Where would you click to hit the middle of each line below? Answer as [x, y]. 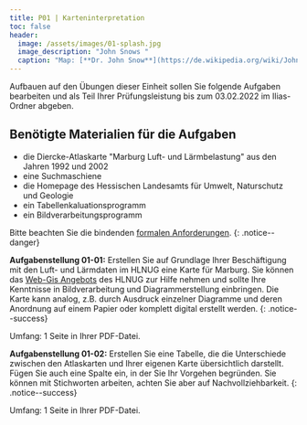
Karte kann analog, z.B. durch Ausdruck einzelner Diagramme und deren [146, 299]
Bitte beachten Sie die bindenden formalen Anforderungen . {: [125, 232]
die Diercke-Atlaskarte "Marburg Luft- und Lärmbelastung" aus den [149, 156]
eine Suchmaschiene [62, 175]
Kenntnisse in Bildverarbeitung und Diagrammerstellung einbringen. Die [144, 289]
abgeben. [56, 106]
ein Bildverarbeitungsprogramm [82, 215]
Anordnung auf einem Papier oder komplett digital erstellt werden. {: [138, 308]
